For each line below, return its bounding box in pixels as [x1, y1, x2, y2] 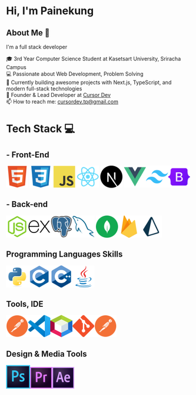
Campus [6, 64, 26, 70]
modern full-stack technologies [6, 85, 82, 92]
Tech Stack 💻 [6, 122, 75, 135]
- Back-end [6, 199, 48, 209]
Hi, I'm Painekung [6, 4, 94, 18]
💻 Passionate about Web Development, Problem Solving [6, 70, 144, 77]
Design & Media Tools [6, 349, 87, 359]
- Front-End [6, 150, 49, 160]
